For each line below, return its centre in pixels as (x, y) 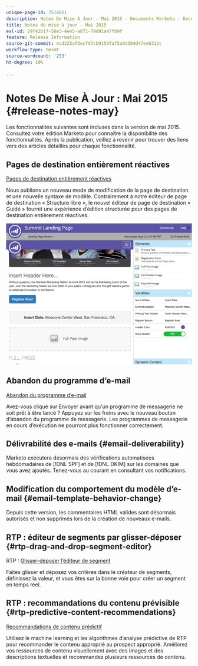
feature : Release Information (43, 37)
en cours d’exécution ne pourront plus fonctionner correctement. (85, 425)
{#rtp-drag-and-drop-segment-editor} (79, 547)
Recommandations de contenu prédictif (54, 626)
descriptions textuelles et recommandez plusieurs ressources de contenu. (96, 657)
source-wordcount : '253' (37, 56)
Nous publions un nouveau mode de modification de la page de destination (97, 190)
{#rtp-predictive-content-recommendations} (91, 613)
